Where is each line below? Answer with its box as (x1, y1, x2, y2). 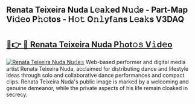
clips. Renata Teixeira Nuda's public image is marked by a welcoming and (6, 78, 189, 85)
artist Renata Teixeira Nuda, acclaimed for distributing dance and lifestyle (6, 65, 189, 72)
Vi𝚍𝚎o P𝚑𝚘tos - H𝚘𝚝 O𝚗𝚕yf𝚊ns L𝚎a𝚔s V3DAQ (6, 15, 184, 25)
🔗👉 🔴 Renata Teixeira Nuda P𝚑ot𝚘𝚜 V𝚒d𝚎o (6, 39, 173, 50)
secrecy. (6, 91, 28, 98)
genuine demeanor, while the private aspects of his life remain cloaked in (6, 85, 188, 91)
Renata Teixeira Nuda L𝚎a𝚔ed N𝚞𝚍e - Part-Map (6, 5, 188, 15)
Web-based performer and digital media (85, 59, 186, 65)
